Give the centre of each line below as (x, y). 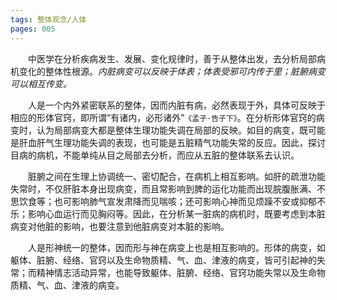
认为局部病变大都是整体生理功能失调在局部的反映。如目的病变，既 (172, 130)
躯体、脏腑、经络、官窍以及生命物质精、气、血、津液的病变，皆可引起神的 (163, 260)
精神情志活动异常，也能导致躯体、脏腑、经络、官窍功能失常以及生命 (176, 272)
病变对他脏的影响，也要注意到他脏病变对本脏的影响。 (120, 226)
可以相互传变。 (41, 83)
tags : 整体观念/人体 (48, 19)
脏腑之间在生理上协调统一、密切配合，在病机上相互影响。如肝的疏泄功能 (177, 176)
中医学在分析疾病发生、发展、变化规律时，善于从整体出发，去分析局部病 (177, 58)
